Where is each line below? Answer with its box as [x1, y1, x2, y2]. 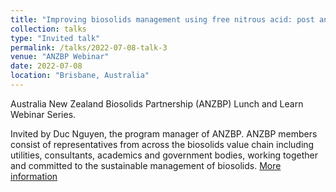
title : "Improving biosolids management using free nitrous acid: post [10, 14, 315, 25]
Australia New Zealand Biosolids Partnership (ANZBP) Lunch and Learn [10, 97, 304, 110]
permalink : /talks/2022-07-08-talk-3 [10, 42, 168, 53]
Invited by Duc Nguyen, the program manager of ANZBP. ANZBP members [10, 127, 318, 140]
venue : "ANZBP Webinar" [10, 52, 110, 62]
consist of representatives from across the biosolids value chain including [10, 138, 315, 150]
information [10, 170, 58, 182]
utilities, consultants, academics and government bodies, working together [10, 149, 318, 161]
